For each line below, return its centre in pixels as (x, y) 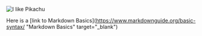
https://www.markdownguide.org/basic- (146, 20)
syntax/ (16, 27)
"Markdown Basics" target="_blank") (72, 27)
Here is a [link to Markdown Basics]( (51, 20)
